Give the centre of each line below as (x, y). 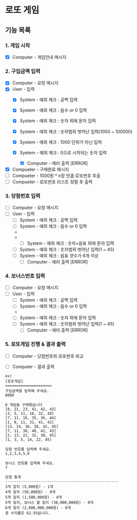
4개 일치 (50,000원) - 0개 (30, 492)
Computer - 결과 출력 (33, 366)
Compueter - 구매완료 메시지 (41, 169)
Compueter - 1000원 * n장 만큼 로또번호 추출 (56, 175)
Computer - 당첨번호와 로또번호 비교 (48, 356)
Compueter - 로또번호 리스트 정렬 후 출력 (52, 182)
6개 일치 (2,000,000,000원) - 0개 (38, 508)
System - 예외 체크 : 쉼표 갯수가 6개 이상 (59, 256)
